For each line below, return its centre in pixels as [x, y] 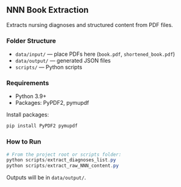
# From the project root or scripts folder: [64, 155]
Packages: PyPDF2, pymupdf [52, 103]
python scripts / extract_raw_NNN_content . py [63, 166]
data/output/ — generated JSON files [63, 61]
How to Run [24, 142]
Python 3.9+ [31, 96]
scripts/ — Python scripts [49, 67]
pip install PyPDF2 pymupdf [42, 126]
